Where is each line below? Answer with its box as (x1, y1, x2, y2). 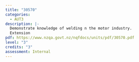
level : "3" (5, 40, 28, 45)
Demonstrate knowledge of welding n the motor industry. (10, 26, 132, 31)
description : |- (5, 21, 39, 26)
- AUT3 (10, 16, 24, 21)
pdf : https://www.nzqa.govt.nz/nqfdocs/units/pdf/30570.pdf (5, 35, 135, 40)
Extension (10, 30, 30, 35)
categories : (5, 12, 30, 17)
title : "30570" (5, 7, 37, 12)
